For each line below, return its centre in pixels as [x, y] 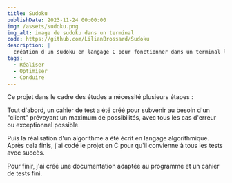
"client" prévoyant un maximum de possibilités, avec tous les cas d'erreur [112, 118]
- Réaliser [29, 65]
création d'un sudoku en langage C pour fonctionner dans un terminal [117, 52]
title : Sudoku [28, 13]
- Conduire [29, 77]
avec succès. [26, 153]
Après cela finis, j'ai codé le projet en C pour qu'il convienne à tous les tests [115, 146]
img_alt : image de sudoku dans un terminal [71, 33]
